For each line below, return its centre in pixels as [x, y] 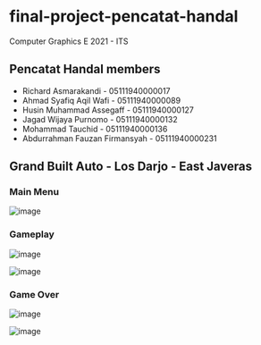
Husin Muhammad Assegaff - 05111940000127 [108, 110]
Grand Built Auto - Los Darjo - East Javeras [131, 167]
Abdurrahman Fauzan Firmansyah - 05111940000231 [119, 138]
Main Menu [34, 192]
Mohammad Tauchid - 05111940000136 [95, 129]
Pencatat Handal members [85, 69]
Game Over [34, 294]
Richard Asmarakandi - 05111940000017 [97, 90]
